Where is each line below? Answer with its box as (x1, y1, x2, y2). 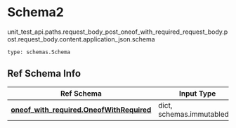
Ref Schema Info (7, 68, 81, 79)
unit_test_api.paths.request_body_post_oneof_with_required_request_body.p (7, 27, 228, 36)
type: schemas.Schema (7, 49, 71, 56)
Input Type (178, 89, 216, 98)
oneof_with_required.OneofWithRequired (11, 105, 152, 115)
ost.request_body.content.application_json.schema (7, 34, 156, 43)
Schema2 (7, 4, 65, 20)
